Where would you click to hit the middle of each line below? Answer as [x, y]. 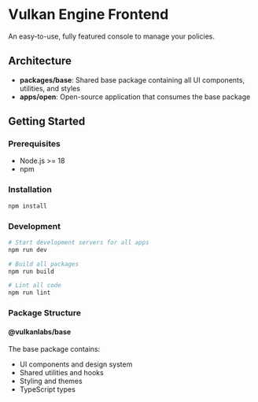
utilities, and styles [50, 88]
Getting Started [47, 122]
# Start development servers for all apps [79, 242]
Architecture [40, 61]
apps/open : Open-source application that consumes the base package [135, 97]
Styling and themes [51, 381]
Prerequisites [34, 144]
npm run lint [29, 293]
